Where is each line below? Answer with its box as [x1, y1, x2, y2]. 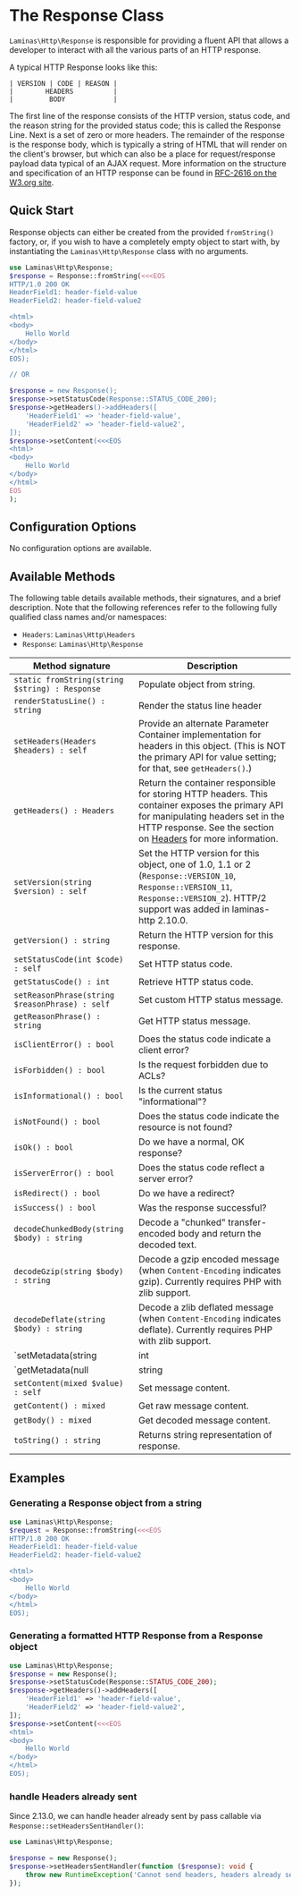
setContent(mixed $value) [13, 1379, 124, 1389]
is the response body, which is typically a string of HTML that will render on [9, 139, 287, 149]
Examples [9, 1470, 65, 1485]
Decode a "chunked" [137, 1216, 226, 1229]
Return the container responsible [137, 777, 277, 789]
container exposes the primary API [137, 799, 284, 812]
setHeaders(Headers [13, 736, 96, 747]
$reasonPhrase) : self [13, 999, 110, 1009]
